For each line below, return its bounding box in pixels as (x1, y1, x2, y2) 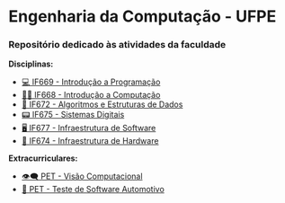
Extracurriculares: (8, 153, 78, 163)
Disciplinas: (8, 58, 54, 69)
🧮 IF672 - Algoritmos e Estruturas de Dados (21, 99, 183, 110)
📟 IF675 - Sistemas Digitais (21, 110, 125, 120)
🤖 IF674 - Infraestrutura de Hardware (21, 136, 159, 146)
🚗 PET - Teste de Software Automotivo (21, 184, 165, 195)
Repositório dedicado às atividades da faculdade (8, 39, 227, 51)
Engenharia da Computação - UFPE (8, 6, 277, 27)
